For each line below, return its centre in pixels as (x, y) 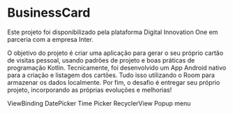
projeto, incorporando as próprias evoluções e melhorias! (90, 90)
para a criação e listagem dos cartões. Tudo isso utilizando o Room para (111, 75)
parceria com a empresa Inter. (51, 39)
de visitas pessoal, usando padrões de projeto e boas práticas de (101, 60)
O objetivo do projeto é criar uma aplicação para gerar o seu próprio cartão (115, 53)
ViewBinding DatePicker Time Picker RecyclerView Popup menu (99, 103)
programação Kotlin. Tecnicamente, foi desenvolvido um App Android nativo (117, 67)
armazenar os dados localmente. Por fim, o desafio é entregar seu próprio (114, 82)
